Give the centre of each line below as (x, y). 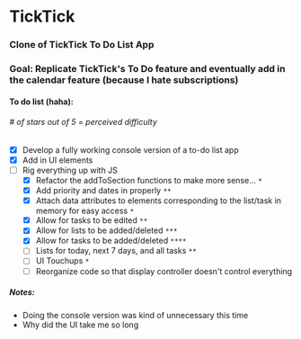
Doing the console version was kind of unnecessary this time (135, 315)
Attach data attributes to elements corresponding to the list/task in (158, 201)
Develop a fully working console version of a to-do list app (131, 149)
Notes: (22, 292)
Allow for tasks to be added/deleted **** (111, 241)
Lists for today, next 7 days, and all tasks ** (116, 251)
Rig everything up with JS (70, 170)
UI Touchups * (62, 261)
